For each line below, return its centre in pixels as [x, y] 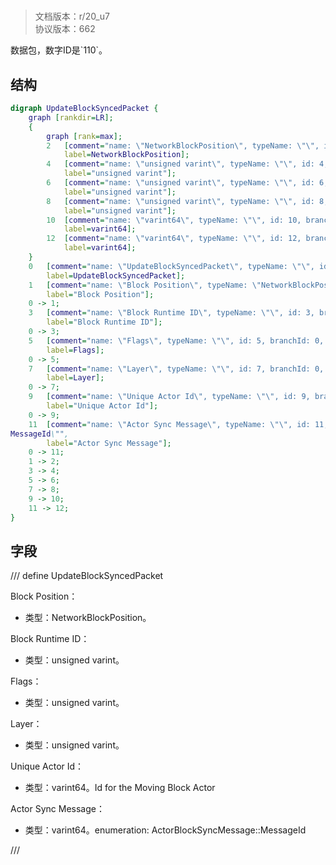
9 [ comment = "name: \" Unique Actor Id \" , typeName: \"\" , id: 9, [169, 397]
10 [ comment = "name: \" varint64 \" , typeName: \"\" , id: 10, [174, 220]
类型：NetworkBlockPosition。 [88, 618]
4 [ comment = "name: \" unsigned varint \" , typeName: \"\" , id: [180, 164]
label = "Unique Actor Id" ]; [102, 406]
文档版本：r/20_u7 [72, 16]
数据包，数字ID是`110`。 [59, 50]
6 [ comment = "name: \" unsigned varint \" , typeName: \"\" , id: [180, 183]
